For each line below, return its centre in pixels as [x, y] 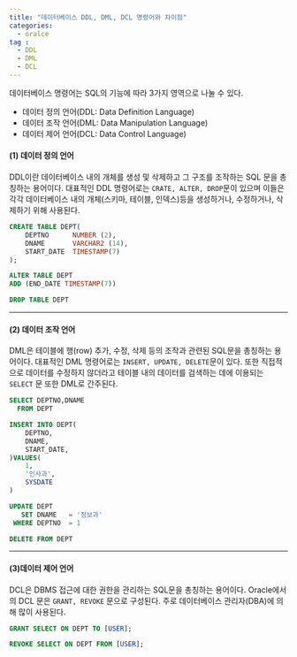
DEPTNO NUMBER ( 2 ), [71, 235]
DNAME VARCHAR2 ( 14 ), [76, 243]
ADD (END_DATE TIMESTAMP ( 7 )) [63, 284]
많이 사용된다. [42, 612]
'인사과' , [40, 474]
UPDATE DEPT [31, 506]
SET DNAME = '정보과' [62, 515]
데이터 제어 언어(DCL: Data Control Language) [104, 134]
